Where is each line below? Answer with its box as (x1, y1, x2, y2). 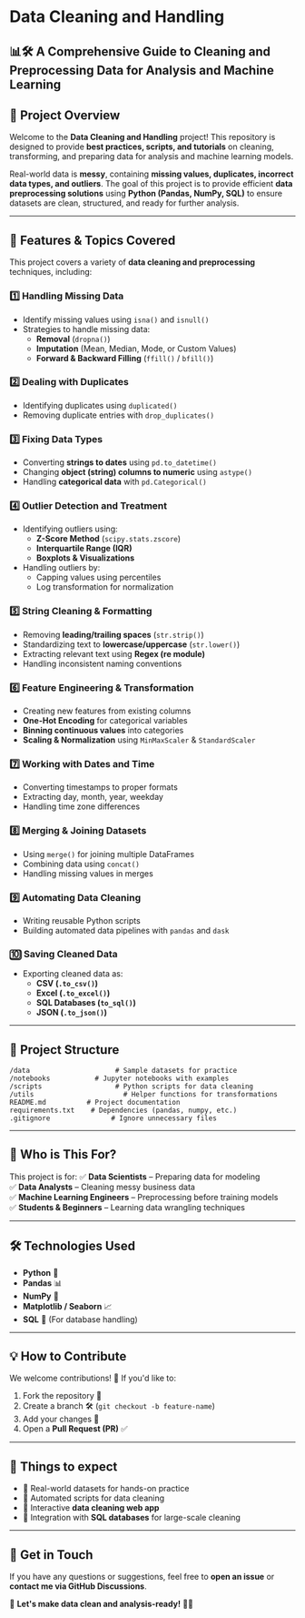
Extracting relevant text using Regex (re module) (22, 648, 206, 659)
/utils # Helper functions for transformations (9, 1089, 279, 1098)
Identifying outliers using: (22, 523, 118, 534)
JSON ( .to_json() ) (35, 1007, 107, 1018)
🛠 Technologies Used (9, 1239, 136, 1254)
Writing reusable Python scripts (22, 915, 141, 925)
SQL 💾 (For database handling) (22, 1313, 138, 1325)
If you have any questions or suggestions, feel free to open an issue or (9, 1572, 275, 1583)
